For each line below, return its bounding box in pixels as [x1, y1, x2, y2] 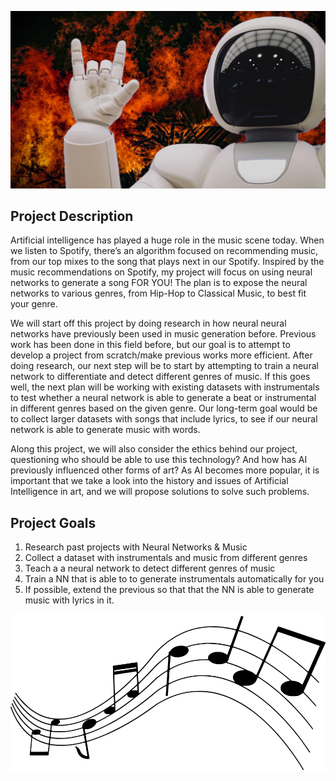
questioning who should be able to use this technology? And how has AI [10, 454, 308, 466]
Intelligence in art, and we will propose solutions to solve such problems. [10, 486, 310, 498]
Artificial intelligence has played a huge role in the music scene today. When [10, 234, 325, 246]
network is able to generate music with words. [10, 424, 201, 436]
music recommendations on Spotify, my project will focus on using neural [10, 266, 313, 278]
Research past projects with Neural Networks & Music [24, 541, 248, 553]
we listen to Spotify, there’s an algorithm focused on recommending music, [10, 245, 319, 257]
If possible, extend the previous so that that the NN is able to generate [24, 584, 315, 596]
